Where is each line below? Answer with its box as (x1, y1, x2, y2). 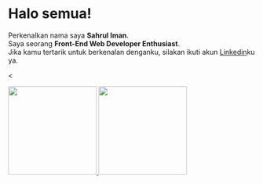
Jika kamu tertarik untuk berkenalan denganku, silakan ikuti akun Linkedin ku (8, 47, 255, 56)
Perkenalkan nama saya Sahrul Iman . (8, 31, 130, 40)
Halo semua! (8, 5, 92, 23)
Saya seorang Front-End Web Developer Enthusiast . (8, 38, 181, 48)
